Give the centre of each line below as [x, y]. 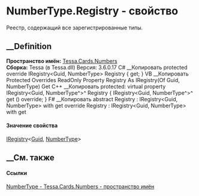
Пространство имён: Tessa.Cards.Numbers [62, 61]
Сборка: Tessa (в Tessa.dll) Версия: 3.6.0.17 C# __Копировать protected [97, 67]
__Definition [29, 46]
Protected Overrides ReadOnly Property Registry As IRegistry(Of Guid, [93, 80]
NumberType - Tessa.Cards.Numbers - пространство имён [80, 186]
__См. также [31, 158]
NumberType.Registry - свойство [92, 11]
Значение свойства [32, 126]
